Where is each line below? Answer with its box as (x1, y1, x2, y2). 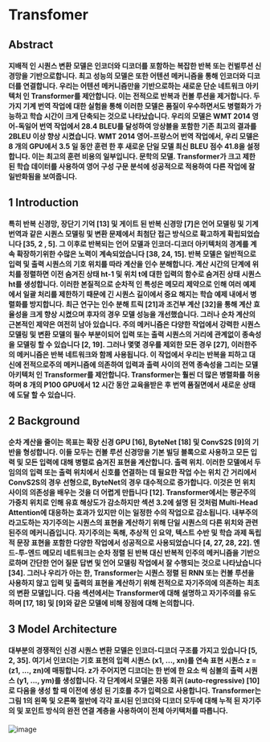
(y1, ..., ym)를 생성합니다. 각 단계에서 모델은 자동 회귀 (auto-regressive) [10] (16, 676, 260, 686)
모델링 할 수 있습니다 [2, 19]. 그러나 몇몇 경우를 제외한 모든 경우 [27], (16, 340, 230, 349)
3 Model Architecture (8, 622, 117, 636)
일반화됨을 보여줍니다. (8, 171, 78, 182)
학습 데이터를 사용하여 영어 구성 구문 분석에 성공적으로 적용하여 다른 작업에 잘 (16, 162, 256, 171)
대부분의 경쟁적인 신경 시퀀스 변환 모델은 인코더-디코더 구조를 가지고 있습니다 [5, (8, 645, 258, 655)
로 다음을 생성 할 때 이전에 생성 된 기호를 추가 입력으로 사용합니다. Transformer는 (8, 686, 261, 695)
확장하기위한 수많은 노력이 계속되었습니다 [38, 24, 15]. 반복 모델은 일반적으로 (16, 249, 257, 259)
